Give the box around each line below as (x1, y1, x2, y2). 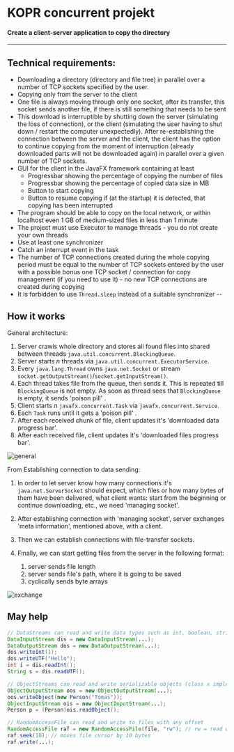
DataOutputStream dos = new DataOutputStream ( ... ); (7, 642, 160, 649)
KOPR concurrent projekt (7, 5, 155, 21)
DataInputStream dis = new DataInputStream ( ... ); (7, 636, 155, 643)
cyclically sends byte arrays (27, 577, 108, 586)
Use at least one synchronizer (17, 238, 104, 246)
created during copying (17, 283, 85, 291)
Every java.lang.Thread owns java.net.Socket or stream (17, 364, 181, 373)
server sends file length (27, 563, 96, 571)
